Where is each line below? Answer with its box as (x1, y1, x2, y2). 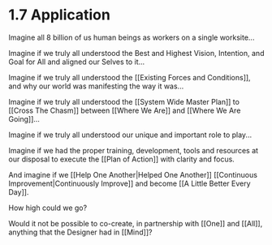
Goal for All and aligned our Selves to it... (8, 57, 145, 67)
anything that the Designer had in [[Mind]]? (8, 227, 153, 237)
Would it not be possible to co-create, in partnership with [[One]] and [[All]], (8, 218, 263, 228)
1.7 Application (8, 6, 111, 24)
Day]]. (8, 187, 29, 196)
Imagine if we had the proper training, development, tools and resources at (8, 145, 258, 155)
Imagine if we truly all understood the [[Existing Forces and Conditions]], (8, 72, 251, 82)
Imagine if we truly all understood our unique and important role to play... (8, 130, 253, 140)
